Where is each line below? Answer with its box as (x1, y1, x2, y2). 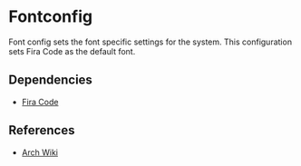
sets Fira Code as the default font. (8, 45, 136, 56)
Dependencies (8, 73, 92, 88)
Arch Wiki (21, 147, 58, 158)
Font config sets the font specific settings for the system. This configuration (8, 36, 292, 47)
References (8, 122, 75, 138)
